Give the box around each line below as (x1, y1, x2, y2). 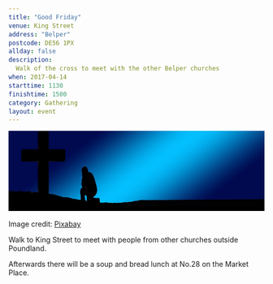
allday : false (8, 47, 57, 56)
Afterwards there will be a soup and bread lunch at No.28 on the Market (8, 260, 249, 269)
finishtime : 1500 (8, 90, 67, 98)
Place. (8, 268, 30, 278)
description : (8, 56, 53, 64)
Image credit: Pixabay (8, 219, 81, 229)
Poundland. (8, 243, 47, 253)
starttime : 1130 (8, 81, 63, 89)
